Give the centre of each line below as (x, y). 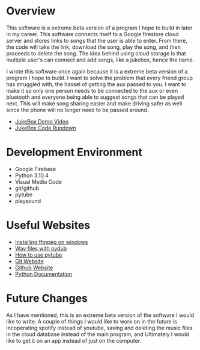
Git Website (29, 261)
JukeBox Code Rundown (45, 128)
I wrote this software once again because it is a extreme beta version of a (97, 71)
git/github (27, 188)
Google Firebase (35, 169)
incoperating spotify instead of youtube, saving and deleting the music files (100, 328)
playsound (28, 201)
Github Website (34, 267)
